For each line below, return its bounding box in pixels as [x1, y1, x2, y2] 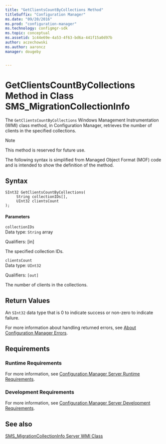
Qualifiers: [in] [5, 238, 34, 245]
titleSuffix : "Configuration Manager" [5, 12, 86, 17]
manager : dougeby [5, 49, 41, 54]
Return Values [5, 296, 50, 305]
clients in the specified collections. [5, 128, 76, 134]
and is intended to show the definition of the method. [5, 162, 114, 168]
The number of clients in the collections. [5, 282, 88, 288]
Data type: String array [5, 229, 53, 235]
